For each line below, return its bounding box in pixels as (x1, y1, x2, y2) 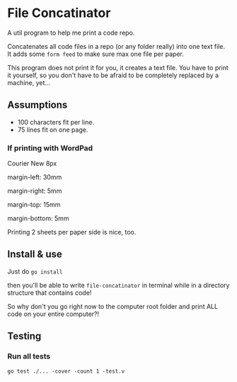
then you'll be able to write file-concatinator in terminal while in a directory (7, 281, 230, 289)
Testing (7, 330, 42, 342)
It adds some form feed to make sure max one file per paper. (7, 50, 184, 58)
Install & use (7, 248, 62, 260)
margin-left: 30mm (7, 173, 62, 181)
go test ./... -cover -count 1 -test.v (7, 367, 125, 375)
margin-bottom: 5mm (7, 214, 69, 223)
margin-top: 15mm (7, 201, 61, 209)
